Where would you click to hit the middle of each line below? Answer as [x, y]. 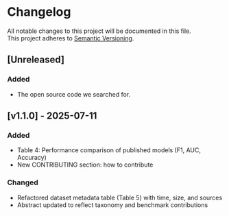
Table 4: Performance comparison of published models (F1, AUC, [109, 150]
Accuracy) [32, 158]
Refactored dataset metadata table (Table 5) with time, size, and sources [120, 197]
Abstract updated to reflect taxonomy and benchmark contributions [112, 205]
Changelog [39, 12]
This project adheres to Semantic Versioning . [71, 38]
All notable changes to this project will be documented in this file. [99, 31]
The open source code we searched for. [74, 94]
